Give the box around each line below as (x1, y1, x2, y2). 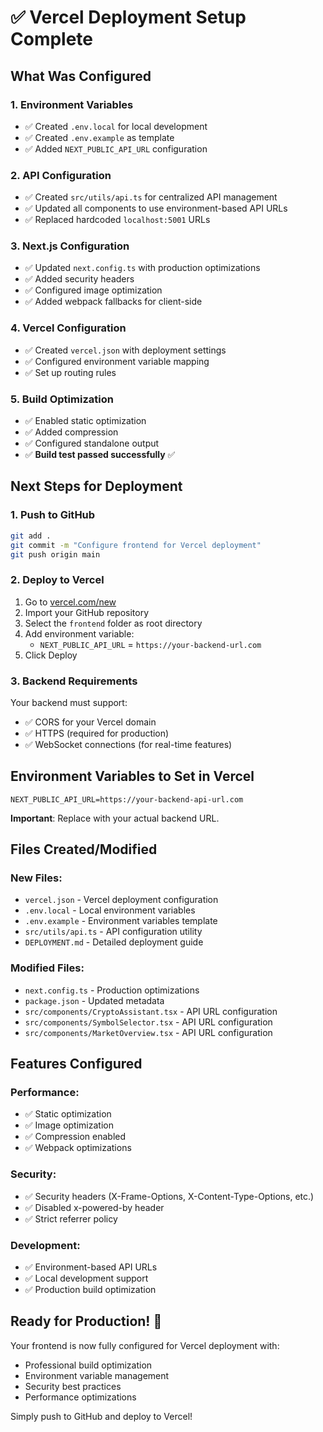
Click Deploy (24, 649, 78, 661)
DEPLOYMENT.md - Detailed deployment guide (24, 936, 204, 948)
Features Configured (10, 1056, 143, 1073)
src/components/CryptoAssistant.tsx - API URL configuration (24, 1005, 278, 1017)
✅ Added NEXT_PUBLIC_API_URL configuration (24, 142, 208, 155)
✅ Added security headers (24, 273, 135, 285)
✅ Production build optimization (24, 1284, 157, 1296)
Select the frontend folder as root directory (24, 617, 203, 629)
